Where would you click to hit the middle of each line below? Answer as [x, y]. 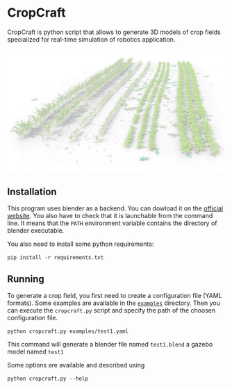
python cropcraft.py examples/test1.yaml [68, 331]
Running [26, 279]
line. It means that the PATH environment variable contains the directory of [112, 223]
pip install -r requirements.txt [56, 258]
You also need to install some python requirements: [81, 244]
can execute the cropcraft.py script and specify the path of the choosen [111, 311]
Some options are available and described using [76, 365]
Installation [32, 191]
